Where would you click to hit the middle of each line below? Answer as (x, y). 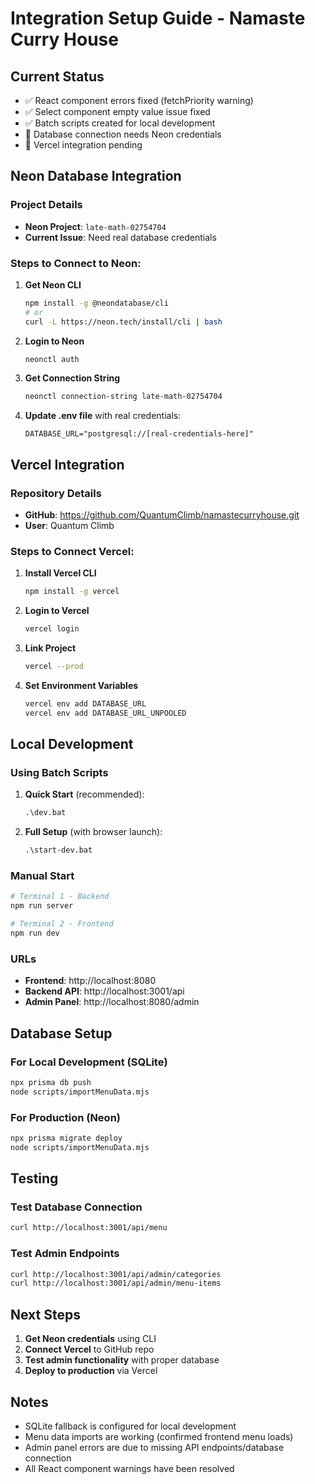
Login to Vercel (57, 611)
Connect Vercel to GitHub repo (89, 1349)
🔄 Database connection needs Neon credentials (123, 134)
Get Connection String (72, 378)
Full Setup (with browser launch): (93, 832)
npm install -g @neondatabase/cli (96, 303)
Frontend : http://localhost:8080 (90, 981)
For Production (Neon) (65, 1117)
